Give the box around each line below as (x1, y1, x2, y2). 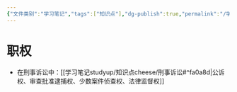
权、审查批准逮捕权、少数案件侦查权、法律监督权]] (16, 76, 165, 85)
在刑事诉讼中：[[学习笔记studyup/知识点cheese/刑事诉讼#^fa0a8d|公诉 (16, 68, 225, 76)
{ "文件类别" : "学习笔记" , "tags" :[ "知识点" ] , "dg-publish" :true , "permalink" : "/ (6, 10, 227, 18)
